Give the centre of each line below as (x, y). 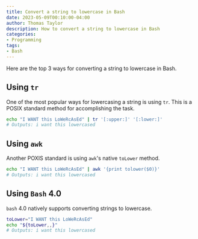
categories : (21, 34)
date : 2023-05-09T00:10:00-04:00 (48, 18)
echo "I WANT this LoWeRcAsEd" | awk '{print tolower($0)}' (83, 170)
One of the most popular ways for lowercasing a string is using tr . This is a (99, 102)
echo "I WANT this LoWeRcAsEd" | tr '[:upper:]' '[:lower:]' (85, 119)
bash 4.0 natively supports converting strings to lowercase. (79, 208)
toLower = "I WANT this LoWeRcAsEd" (50, 219)
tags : (13, 46)
